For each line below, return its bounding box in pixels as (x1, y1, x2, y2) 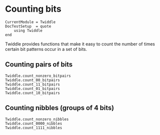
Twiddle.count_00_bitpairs (5, 77, 60, 83)
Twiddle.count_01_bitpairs (5, 86, 60, 91)
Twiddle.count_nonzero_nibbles (5, 116, 69, 122)
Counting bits (5, 3, 62, 15)
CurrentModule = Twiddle (5, 20, 56, 24)
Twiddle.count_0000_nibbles (5, 121, 63, 126)
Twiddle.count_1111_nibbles (5, 125, 63, 130)
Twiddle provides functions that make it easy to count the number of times (5, 41, 155, 47)
